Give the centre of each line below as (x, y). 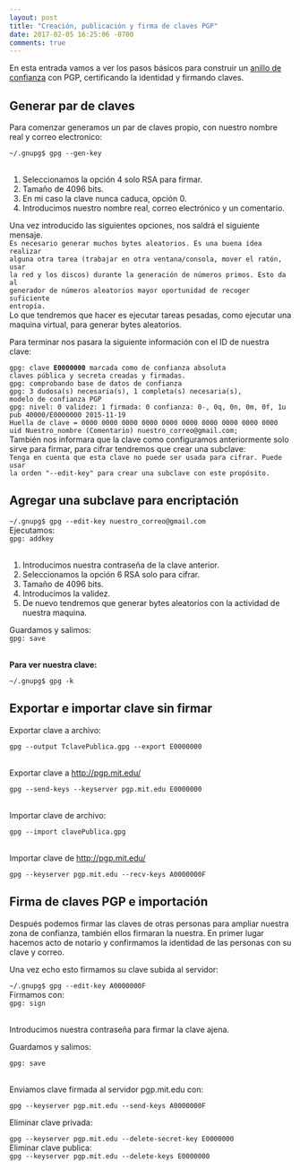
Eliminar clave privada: (51, 1122)
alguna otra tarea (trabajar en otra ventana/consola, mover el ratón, (146, 260)
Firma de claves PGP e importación (109, 902)
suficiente (30, 299)
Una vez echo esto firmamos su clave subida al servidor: (114, 969)
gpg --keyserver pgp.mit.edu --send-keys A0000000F (107, 1105)
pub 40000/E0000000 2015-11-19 (68, 415)
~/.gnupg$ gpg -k (42, 681)
